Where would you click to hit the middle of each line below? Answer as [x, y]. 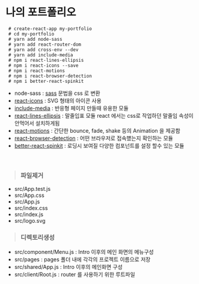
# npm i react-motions [37, 71]
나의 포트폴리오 [41, 12]
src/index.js [29, 214]
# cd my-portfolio [31, 34]
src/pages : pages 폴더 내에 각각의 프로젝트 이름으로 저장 [82, 259]
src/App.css [29, 195]
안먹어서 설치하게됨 [37, 123]
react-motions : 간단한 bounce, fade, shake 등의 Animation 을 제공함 [97, 130]
